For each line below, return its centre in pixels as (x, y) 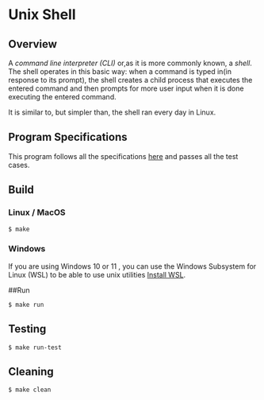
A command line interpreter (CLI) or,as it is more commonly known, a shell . (130, 63)
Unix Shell (42, 15)
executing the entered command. (62, 97)
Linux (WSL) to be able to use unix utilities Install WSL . (97, 274)
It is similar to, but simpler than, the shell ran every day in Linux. (112, 112)
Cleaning (31, 372)
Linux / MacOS (37, 212)
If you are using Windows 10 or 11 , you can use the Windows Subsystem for (132, 266)
